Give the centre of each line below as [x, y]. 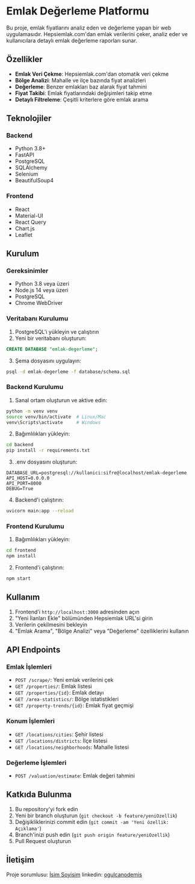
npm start [19, 579]
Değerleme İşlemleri [36, 763]
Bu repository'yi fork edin [46, 809]
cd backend [20, 445]
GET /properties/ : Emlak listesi [53, 686]
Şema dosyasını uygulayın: [48, 361]
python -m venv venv [32, 411]
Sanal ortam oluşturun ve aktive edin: [61, 400]
